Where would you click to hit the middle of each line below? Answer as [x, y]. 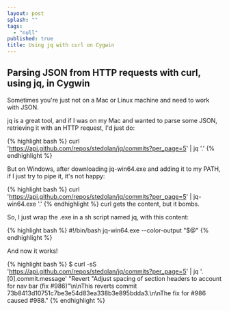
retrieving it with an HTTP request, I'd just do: [71, 128]
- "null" [26, 32]
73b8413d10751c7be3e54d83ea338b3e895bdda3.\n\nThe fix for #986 [107, 293]
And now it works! [32, 251]
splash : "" [23, 20]
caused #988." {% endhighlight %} [56, 300]
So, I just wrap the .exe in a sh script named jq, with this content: [98, 217]
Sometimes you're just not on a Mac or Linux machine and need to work [108, 100]
